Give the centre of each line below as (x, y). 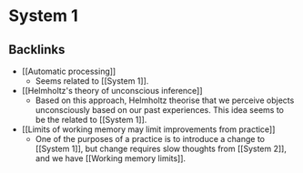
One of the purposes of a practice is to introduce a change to (150, 139)
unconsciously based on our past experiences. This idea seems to (159, 110)
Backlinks (37, 50)
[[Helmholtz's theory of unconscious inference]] (112, 91)
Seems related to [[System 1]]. (92, 81)
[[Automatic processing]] (69, 71)
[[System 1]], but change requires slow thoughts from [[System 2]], (161, 148)
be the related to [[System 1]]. (91, 120)
